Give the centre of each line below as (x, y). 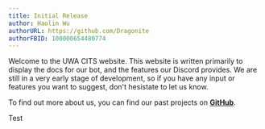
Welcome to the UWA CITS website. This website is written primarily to (126, 61)
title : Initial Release (48, 16)
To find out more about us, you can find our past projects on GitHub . (122, 102)
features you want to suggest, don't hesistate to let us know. (108, 87)
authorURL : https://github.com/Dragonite (79, 31)
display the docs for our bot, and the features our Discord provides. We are (133, 70)
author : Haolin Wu (39, 23)
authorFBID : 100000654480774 (57, 38)
